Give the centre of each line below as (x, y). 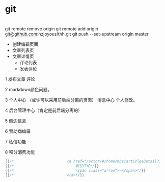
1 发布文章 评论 (20, 79)
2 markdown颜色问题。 (28, 90)
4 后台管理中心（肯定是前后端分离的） (44, 110)
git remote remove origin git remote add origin (52, 29)
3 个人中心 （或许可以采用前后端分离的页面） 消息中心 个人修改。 (71, 100)
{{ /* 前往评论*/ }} (52, 166)
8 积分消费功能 (20, 152)
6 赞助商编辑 (18, 131)
